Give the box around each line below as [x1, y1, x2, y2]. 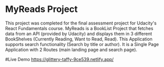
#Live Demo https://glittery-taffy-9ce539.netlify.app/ [5, 56, 114, 62]
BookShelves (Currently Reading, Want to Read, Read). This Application [5, 36, 152, 42]
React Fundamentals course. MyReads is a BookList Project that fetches [5, 25, 153, 31]
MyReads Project [5, 3, 78, 15]
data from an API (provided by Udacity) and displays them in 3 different [5, 30, 152, 36]
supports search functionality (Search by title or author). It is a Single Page [5, 41, 159, 47]
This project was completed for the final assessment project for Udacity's [5, 20, 156, 26]
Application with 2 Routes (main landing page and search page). [5, 46, 137, 52]
